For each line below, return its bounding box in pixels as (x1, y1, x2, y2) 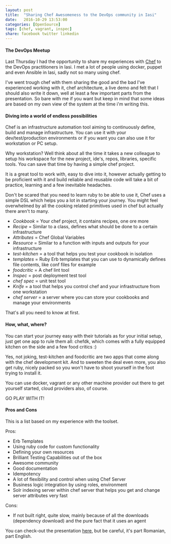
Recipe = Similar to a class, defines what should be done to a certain (12, 224, 158, 230)
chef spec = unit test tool (12, 278, 66, 284)
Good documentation (12, 465, 58, 471)
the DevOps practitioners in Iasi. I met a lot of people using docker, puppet (5, 64, 162, 70)
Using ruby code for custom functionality (12, 443, 100, 449)
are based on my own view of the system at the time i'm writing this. (5, 101, 149, 107)
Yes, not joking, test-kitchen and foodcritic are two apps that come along (5, 354, 159, 360)
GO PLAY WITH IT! (5, 395, 45, 401)
